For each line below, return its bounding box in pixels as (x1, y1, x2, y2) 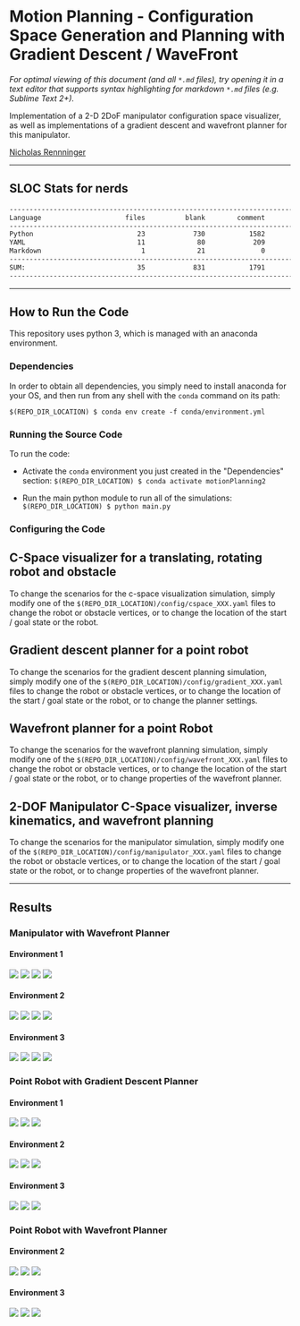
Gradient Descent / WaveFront (9, 45, 238, 64)
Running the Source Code (9, 428, 123, 441)
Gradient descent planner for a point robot (9, 643, 249, 658)
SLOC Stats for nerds (9, 181, 129, 196)
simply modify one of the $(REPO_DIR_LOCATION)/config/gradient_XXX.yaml (9, 676, 283, 687)
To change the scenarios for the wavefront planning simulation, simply (9, 745, 268, 756)
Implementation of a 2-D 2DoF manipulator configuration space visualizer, (9, 110, 281, 121)
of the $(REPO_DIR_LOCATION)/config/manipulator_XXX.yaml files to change (9, 846, 282, 857)
